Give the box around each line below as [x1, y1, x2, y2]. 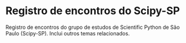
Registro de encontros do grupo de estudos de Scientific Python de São [5, 24, 180, 31]
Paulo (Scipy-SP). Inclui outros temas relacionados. [5, 29, 130, 37]
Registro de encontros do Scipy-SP [5, 4, 180, 18]
